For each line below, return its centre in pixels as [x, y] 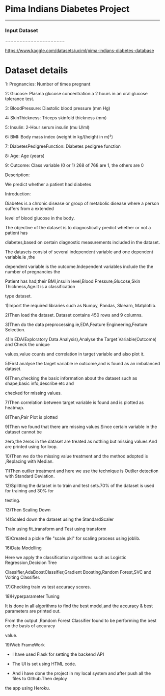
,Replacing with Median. [29, 461]
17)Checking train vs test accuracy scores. [48, 587]
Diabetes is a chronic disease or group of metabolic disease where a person [82, 203]
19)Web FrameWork [25, 645]
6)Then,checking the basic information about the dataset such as [71, 378]
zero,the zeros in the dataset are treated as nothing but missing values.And [81, 442]
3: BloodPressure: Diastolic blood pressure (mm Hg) [58, 108]
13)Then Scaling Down [28, 510]
